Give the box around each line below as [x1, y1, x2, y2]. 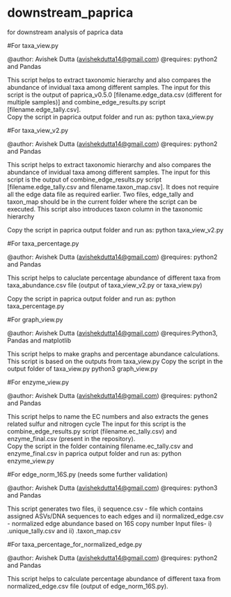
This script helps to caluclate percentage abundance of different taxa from [7, 273, 221, 282]
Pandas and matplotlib [7, 336, 72, 344]
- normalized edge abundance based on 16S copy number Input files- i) [7, 519, 212, 527]
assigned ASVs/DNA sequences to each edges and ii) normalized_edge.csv [7, 511, 224, 520]
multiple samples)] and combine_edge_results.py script [7, 97, 166, 106]
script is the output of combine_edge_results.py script [7, 175, 162, 184]
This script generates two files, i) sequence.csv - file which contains [7, 504, 204, 513]
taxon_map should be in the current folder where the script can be [7, 197, 197, 206]
